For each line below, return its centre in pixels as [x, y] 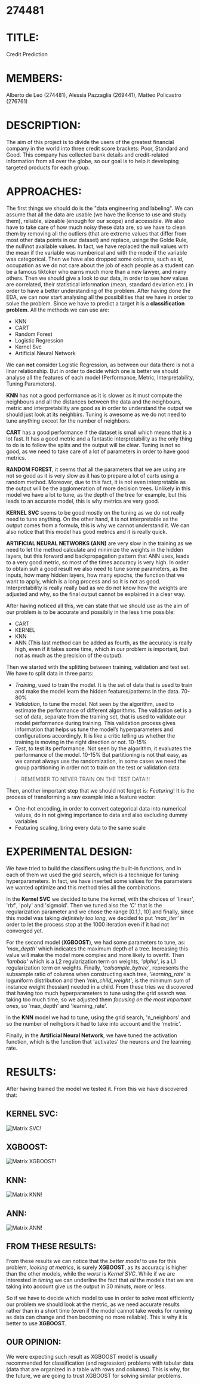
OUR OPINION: [34, 1342]
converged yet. [25, 931]
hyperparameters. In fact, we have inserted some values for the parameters [99, 881]
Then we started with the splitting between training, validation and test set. [98, 666]
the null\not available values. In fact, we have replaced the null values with [98, 246]
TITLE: [23, 38]
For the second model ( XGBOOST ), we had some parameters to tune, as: [96, 942]
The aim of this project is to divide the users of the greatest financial [90, 142]
